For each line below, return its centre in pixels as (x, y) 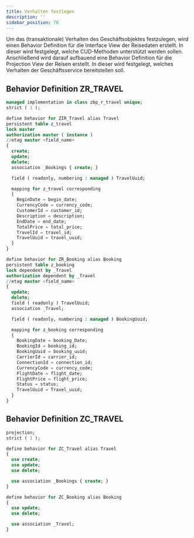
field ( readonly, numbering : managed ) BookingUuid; (80, 319)
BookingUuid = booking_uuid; (52, 352)
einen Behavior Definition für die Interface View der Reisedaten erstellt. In (95, 45)
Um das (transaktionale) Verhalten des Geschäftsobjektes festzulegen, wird (97, 39)
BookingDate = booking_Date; (52, 341)
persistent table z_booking (40, 265)
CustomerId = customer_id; (50, 211)
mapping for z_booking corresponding (57, 329)
